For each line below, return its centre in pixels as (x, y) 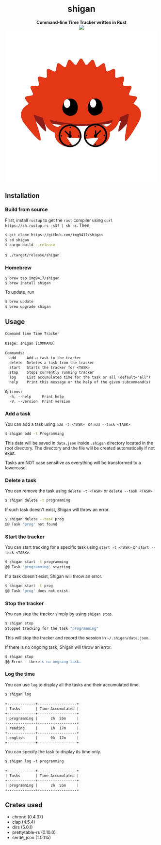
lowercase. (16, 468)
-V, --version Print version (40, 401)
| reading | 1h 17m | (42, 728)
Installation (22, 196)
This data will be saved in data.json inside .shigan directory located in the (79, 443)
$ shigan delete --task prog (34, 519)
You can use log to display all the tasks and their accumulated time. (72, 685)
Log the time (20, 674)
